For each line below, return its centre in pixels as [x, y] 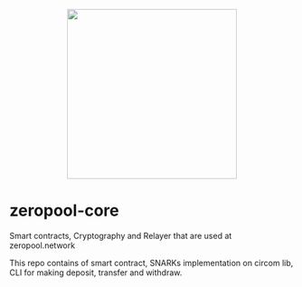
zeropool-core [64, 210]
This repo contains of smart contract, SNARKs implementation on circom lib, [151, 263]
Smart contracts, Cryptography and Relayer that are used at [121, 235]
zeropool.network [42, 245]
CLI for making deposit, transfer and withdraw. [96, 273]
